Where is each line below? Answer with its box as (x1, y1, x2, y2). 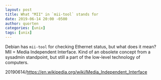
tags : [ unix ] (5, 30, 32, 35)
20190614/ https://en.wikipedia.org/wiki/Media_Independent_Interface (5, 69, 148, 75)
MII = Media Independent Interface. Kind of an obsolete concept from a (5, 49, 151, 55)
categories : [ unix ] (5, 26, 46, 31)
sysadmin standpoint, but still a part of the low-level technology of (5, 54, 141, 60)
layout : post (5, 7, 32, 12)
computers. (5, 60, 29, 65)
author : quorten (5, 21, 39, 26)
